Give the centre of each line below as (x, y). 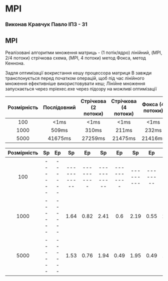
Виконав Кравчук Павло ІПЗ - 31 (46, 24)
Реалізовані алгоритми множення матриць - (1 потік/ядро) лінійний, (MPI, (84, 52)
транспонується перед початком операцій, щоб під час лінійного (75, 78)
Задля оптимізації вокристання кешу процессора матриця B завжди (78, 72)
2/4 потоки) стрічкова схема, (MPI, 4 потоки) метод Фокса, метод (75, 57)
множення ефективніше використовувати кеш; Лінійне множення (75, 83)
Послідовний (59, 107)
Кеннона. (15, 63)
